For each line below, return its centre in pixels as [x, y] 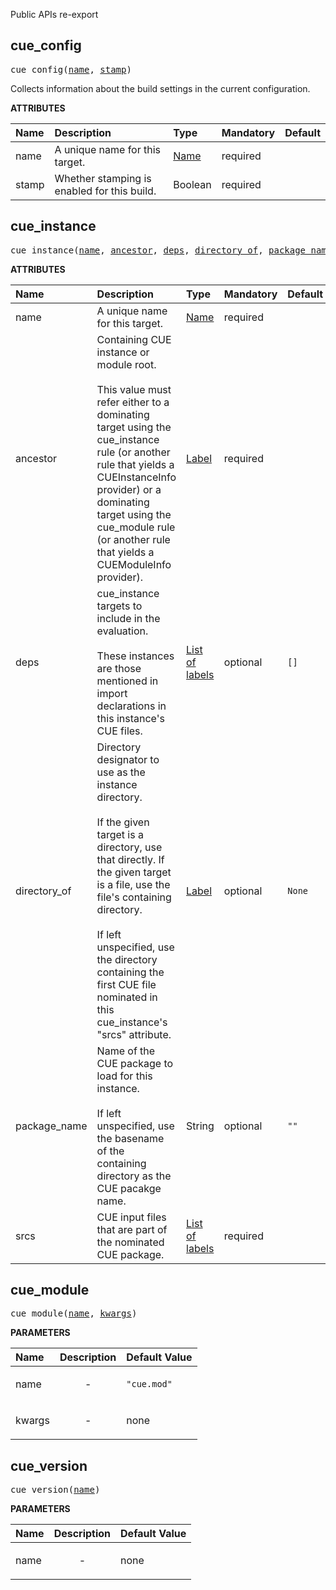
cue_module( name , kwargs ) [74, 1313]
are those [119, 668]
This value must [134, 389]
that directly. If [130, 859]
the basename [130, 1138]
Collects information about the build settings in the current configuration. [160, 88]
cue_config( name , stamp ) [71, 69]
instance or [123, 352]
